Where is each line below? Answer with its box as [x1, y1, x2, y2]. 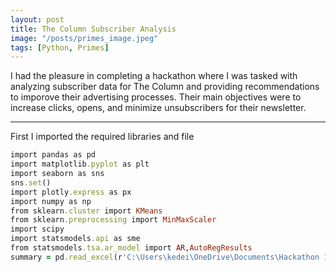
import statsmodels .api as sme [10, 234, 141, 244]
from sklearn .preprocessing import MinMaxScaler [10, 215, 217, 225]
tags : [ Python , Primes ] [10, 42, 110, 53]
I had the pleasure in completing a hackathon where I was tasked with [10, 70, 298, 82]
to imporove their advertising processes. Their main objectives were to [10, 91, 302, 103]
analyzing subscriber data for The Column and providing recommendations [10, 81, 320, 93]
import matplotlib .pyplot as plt [10, 159, 150, 170]
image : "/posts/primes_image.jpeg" [10, 33, 159, 43]
